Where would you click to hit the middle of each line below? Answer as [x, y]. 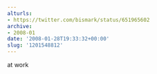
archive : [20, 26]
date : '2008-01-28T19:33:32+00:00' [58, 39]
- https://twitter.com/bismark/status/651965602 [78, 20]
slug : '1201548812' [35, 45]
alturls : [20, 13]
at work [18, 65]
